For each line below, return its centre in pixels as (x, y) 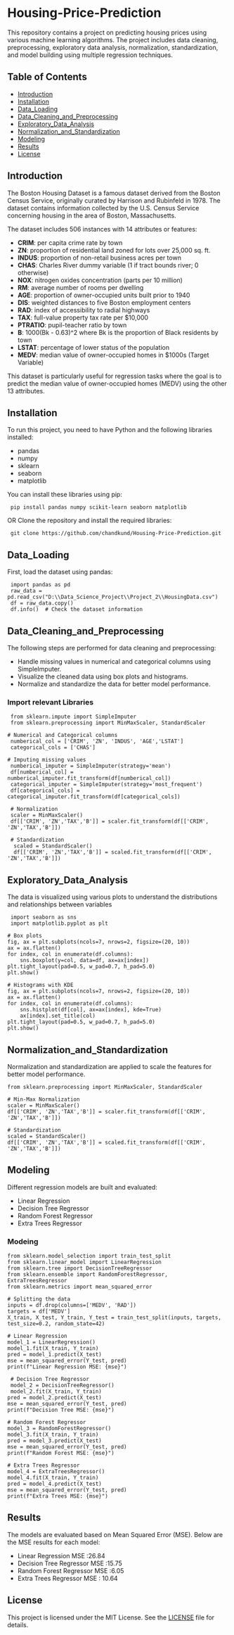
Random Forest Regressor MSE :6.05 (71, 1570)
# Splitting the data (39, 1299)
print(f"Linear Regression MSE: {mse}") (67, 1367)
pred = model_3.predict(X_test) (54, 1441)
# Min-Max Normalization (44, 1099)
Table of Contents (47, 77)
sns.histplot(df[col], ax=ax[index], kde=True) (91, 1010)
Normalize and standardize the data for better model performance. (114, 684)
